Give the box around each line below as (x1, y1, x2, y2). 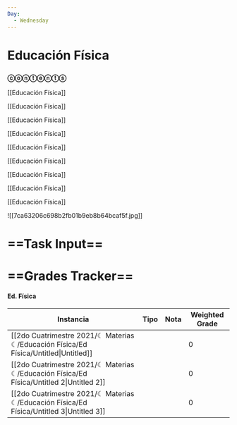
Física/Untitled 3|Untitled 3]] (11, 406, 106, 416)
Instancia (57, 314, 90, 324)
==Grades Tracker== (7, 269, 134, 284)
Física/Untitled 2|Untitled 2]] (11, 377, 106, 387)
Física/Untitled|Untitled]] (11, 348, 93, 358)
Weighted (190, 309, 224, 319)
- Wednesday (13, 17, 49, 24)
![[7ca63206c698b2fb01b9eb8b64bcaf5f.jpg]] (7, 211, 143, 219)
